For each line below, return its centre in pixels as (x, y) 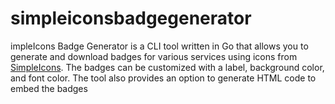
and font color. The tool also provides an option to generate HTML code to (163, 78)
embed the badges (49, 88)
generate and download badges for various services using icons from (154, 56)
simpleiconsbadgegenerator (131, 18)
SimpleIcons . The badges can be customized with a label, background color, (167, 67)
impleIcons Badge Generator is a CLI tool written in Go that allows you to (159, 46)
